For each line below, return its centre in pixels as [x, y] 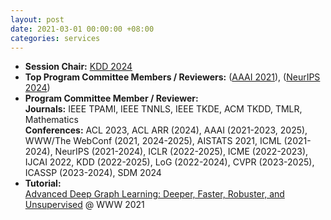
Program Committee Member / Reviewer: [111, 98]
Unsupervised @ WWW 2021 [84, 205]
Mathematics [51, 120]
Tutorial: [43, 183]
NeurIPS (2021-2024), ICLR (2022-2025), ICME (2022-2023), [181, 152]
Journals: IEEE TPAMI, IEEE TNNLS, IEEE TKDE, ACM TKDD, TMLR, [163, 109]
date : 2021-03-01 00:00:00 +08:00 [82, 29]
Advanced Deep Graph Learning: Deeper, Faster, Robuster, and [154, 194]
